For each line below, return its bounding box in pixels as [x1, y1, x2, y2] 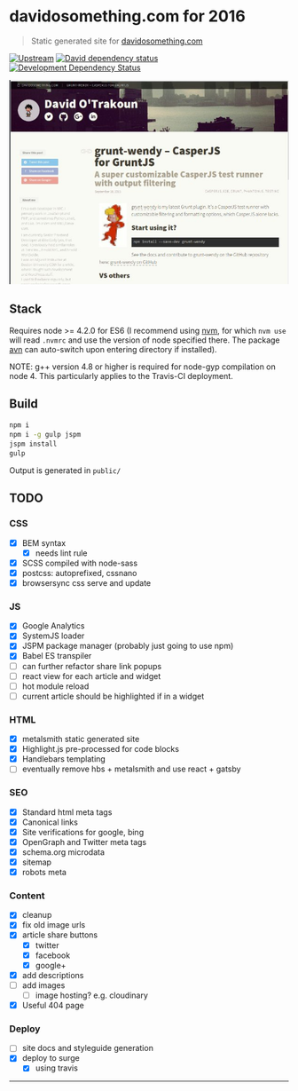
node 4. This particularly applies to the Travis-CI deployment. [9, 370, 233, 381]
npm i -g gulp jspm [9, 431, 82, 439]
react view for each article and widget [21, 670, 161, 681]
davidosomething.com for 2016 [9, 6, 246, 27]
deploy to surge [21, 1053, 80, 1063]
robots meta [21, 866, 67, 877]
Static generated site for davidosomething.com [30, 36, 203, 46]
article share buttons [21, 929, 98, 940]
